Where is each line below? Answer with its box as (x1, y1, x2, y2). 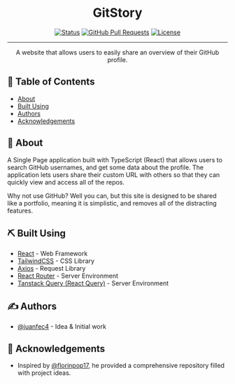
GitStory (92, 5, 143, 21)
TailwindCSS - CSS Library (17, 257, 95, 265)
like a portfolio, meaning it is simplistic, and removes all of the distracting (7, 199, 217, 207)
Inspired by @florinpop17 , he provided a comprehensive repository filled (17, 362, 225, 369)
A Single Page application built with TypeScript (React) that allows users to (7, 155, 222, 164)
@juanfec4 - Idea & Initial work (17, 322, 107, 331)
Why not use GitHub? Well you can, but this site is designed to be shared (7, 191, 217, 200)
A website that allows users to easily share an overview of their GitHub (15, 48, 220, 57)
